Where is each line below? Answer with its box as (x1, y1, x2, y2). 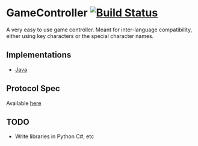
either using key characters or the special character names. (6, 32, 154, 39)
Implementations (6, 50, 72, 60)
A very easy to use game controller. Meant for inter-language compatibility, (6, 26, 193, 33)
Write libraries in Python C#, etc (14, 133, 94, 140)
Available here (6, 100, 42, 107)
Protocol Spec (6, 83, 60, 94)
